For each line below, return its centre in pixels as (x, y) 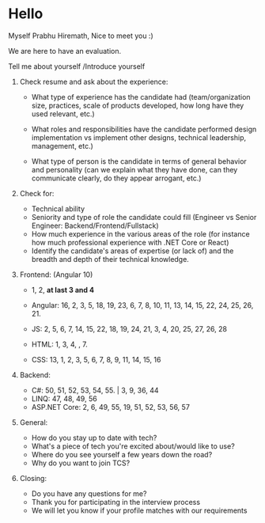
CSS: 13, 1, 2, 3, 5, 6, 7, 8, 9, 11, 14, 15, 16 (96, 359)
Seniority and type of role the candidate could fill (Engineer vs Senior (144, 217)
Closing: (33, 478)
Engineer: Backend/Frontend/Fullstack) (95, 225)
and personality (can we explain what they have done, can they (134, 169)
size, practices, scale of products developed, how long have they (138, 105)
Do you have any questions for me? (89, 493)
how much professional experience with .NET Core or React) (130, 242)
